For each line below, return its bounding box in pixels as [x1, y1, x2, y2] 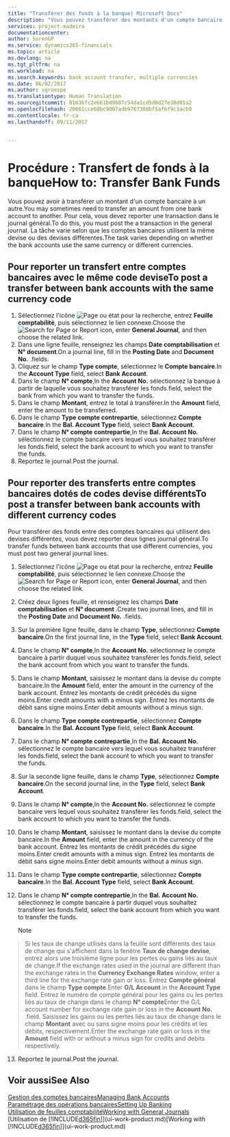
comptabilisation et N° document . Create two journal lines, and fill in [17, 605, 214, 613]
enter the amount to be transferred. [17, 406, 118, 414]
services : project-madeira [8, 23, 85, 30]
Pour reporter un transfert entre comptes [8, 261, 187, 272]
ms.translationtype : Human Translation [8, 93, 122, 100]
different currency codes [8, 509, 117, 521]
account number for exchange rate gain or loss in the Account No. [24, 1005, 213, 1013]
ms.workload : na [8, 67, 54, 74]
